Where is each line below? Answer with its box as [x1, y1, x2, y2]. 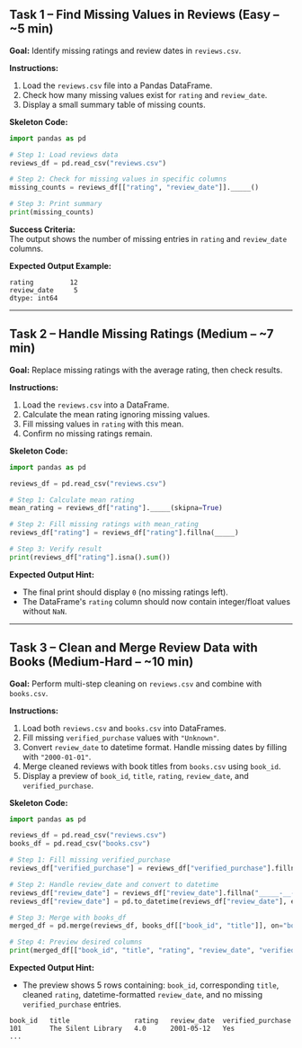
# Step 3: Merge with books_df [9, 913, 127, 922]
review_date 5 [9, 285, 78, 295]
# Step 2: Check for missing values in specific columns [9, 175, 227, 184]
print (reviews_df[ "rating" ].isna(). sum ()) [9, 552, 171, 561]
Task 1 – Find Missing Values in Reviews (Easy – [9, 7, 280, 22]
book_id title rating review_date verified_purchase [9, 1017, 292, 1026]
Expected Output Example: [9, 260, 112, 271]
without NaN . [22, 605, 67, 616]
